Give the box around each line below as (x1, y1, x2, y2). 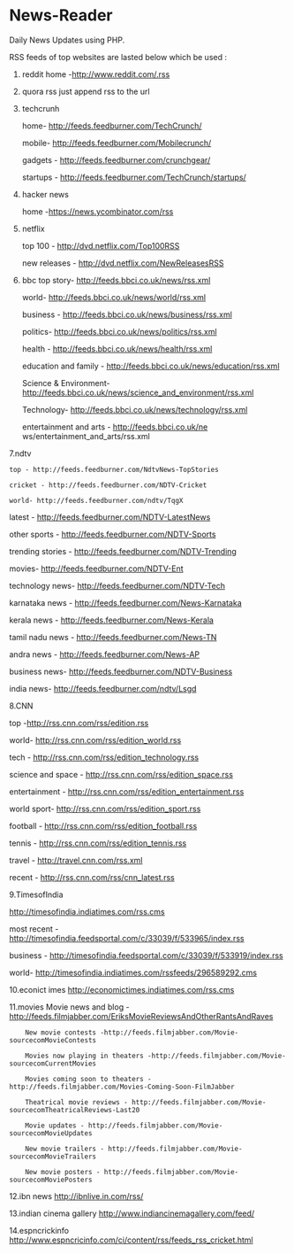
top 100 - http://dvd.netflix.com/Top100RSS (21, 240, 180, 251)
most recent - (9, 923, 59, 934)
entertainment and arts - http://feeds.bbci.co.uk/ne (21, 422, 208, 432)
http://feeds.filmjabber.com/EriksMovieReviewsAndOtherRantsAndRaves (9, 1010, 274, 1021)
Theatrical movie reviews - (25, 1097, 128, 1107)
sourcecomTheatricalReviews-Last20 (9, 1105, 140, 1114)
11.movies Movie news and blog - (9, 1002, 130, 1012)
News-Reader (9, 5, 113, 26)
